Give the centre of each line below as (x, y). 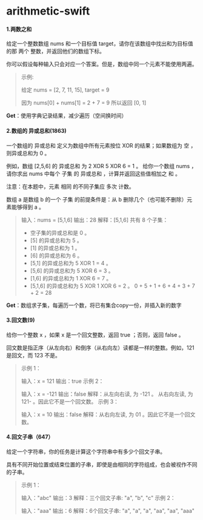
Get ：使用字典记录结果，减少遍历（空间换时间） (67, 116)
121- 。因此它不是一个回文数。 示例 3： (70, 401)
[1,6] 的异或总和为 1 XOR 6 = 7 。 (71, 278)
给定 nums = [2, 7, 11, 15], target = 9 (65, 90)
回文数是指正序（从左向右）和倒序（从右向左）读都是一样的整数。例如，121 (100, 348)
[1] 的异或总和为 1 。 (55, 248)
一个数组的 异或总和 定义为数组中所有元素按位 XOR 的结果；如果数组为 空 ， (101, 145)
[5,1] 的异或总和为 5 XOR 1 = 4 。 (71, 263)
